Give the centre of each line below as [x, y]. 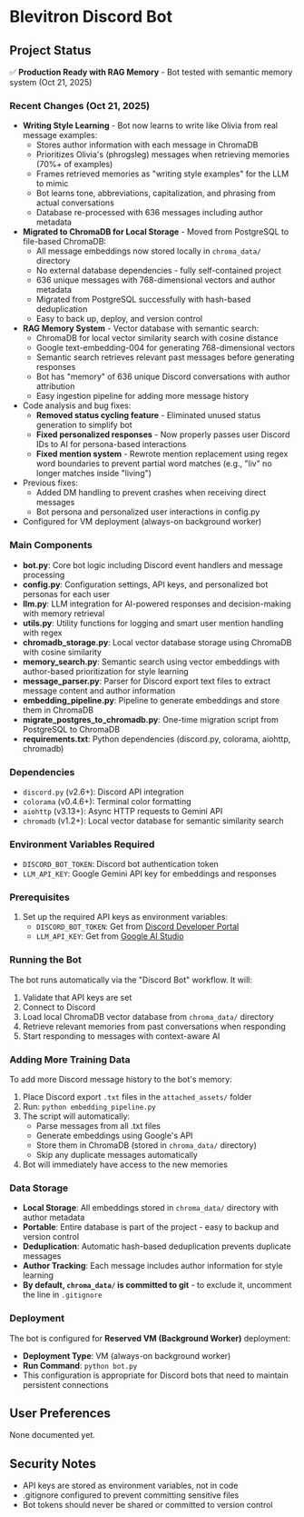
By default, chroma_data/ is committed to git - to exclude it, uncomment [157, 1285]
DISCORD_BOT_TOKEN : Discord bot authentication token [121, 864]
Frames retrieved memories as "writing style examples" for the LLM [162, 174]
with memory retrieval [64, 613]
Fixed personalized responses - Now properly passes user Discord [163, 434]
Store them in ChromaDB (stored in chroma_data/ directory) [146, 1145]
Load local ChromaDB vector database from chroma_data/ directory [148, 1016]
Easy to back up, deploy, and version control [119, 319]
